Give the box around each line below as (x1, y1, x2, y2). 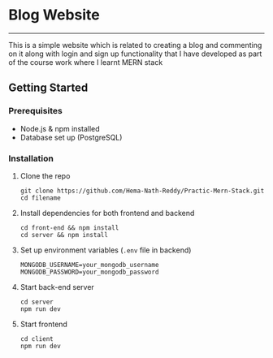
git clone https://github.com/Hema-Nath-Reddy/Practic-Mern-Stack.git (19, 187, 265, 195)
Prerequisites (8, 106, 63, 117)
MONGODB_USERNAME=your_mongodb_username (19, 261, 159, 269)
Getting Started (8, 81, 89, 95)
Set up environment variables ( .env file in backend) (19, 245, 192, 255)
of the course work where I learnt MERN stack (8, 57, 163, 67)
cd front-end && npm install (19, 223, 119, 232)
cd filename (19, 193, 61, 202)
